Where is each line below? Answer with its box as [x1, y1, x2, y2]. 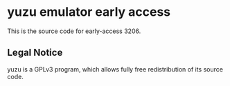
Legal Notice [7, 47, 63, 58]
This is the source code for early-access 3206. [7, 27, 141, 35]
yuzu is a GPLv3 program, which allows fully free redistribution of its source [7, 65, 224, 73]
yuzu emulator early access [7, 4, 171, 20]
